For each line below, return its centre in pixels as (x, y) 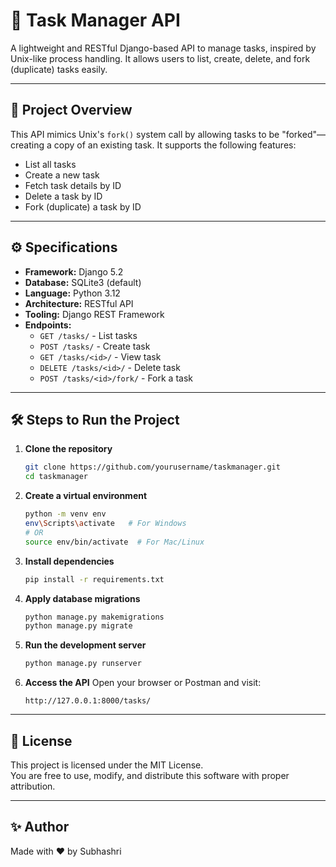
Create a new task (62, 175)
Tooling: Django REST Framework (94, 314)
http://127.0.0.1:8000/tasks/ (88, 701)
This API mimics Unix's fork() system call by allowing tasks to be (145, 134)
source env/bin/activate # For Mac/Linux (114, 542)
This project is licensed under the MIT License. (107, 765)
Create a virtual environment (86, 496)
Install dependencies (69, 561)
